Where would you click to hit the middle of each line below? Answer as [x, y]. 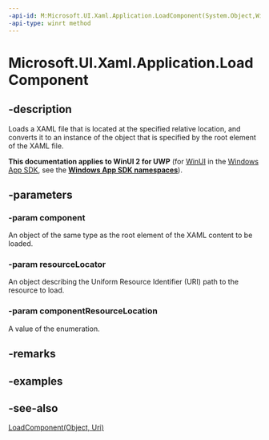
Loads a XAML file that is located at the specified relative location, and [124, 128]
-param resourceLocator [57, 264]
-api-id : [23, 16]
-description [40, 109]
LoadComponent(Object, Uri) [56, 428]
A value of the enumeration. [54, 329]
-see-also [33, 408]
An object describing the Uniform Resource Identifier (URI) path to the [123, 282]
